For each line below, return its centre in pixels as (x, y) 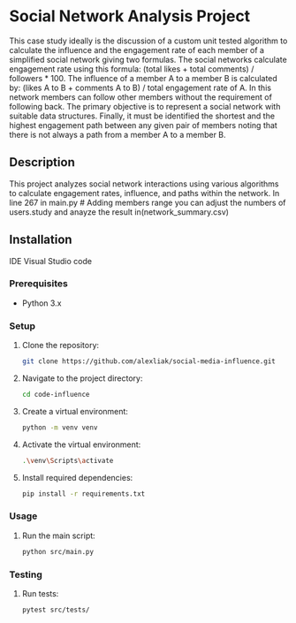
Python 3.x (42, 303)
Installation (41, 240)
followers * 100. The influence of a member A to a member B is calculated (144, 78)
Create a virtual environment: (75, 411)
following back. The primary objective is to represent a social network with (145, 106)
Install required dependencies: (77, 477)
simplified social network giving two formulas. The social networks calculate (148, 59)
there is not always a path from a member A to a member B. (118, 134)
